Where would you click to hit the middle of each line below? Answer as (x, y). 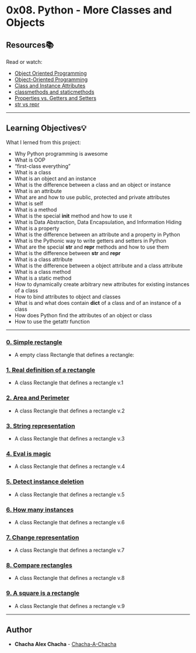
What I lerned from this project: (43, 142)
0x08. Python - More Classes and (89, 10)
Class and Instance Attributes (50, 86)
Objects (25, 23)
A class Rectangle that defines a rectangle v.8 (69, 578)
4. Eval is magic (29, 453)
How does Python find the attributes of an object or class (83, 315)
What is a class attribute (43, 259)
